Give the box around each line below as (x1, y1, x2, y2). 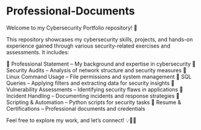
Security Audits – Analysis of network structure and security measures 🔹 (6, 66, 187, 73)
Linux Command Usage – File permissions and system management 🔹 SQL (6, 73, 192, 80)
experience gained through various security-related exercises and (6, 42, 171, 49)
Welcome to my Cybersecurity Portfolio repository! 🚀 (6, 24, 138, 31)
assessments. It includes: (6, 48, 69, 55)
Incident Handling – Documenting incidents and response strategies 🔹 (6, 92, 180, 99)
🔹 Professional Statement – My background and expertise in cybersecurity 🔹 (6, 60, 196, 67)
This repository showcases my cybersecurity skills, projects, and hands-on (6, 36, 193, 43)
